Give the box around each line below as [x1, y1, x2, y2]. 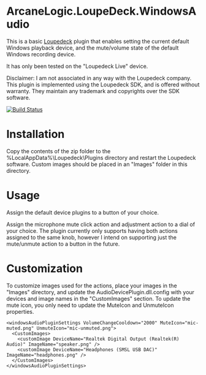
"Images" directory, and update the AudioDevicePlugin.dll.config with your [6, 288, 195, 295]
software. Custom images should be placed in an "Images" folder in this [6, 161, 188, 168]
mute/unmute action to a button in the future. [6, 240, 120, 248]
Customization [6, 262, 83, 275]
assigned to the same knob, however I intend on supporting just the [6, 233, 177, 241]
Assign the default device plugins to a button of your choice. [6, 208, 159, 216]
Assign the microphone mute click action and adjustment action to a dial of [6, 221, 195, 228]
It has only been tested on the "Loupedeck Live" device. [6, 63, 148, 70]
